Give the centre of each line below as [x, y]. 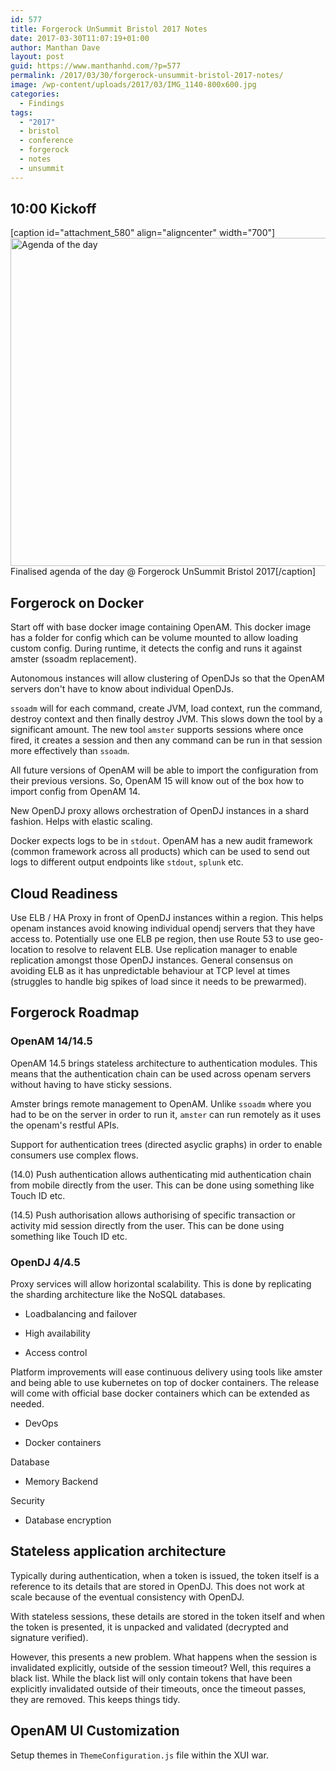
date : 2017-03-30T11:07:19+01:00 [80, 38]
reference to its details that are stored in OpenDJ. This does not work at [157, 1586]
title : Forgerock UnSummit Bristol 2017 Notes [109, 29]
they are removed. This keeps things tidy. [95, 1699]
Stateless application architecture [118, 1551]
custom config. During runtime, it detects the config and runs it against [156, 648]
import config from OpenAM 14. [75, 792]
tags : [21, 112]
